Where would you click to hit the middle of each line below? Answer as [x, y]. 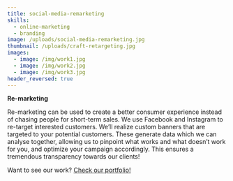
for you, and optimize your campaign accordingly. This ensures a [100, 149]
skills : [18, 20]
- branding [29, 33]
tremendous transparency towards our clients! [74, 157]
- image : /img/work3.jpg [50, 72]
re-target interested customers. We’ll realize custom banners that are [106, 127]
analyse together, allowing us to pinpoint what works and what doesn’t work [116, 142]
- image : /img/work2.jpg [50, 66]
